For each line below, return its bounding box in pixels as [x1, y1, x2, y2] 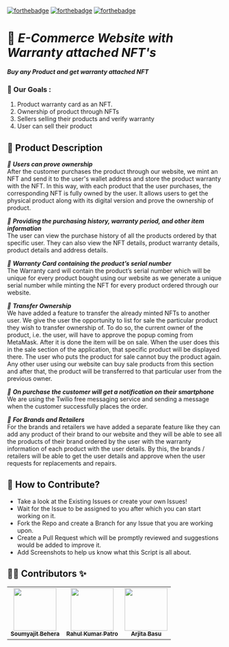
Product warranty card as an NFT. [16, 100, 113, 109]
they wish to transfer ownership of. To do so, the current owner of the [7, 324, 204, 332]
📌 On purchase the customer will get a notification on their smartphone [7, 388, 215, 396]
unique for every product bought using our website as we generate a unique [7, 274, 222, 282]
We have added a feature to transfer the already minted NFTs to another [7, 309, 211, 318]
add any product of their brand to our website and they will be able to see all [7, 430, 222, 438]
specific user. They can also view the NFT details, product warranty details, [7, 239, 220, 247]
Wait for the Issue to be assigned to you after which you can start [16, 504, 201, 513]
